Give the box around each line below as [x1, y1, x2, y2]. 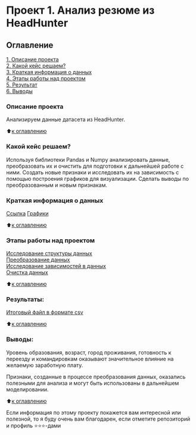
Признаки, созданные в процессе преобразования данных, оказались [6, 373, 186, 380]
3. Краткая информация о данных [6, 69, 92, 75]
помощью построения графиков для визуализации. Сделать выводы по [6, 175, 189, 182]
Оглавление [6, 40, 54, 50]
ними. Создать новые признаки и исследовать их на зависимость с [6, 168, 179, 176]
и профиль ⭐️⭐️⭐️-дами [6, 422, 61, 429]
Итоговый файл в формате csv [6, 308, 83, 316]
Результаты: [6, 295, 45, 304]
